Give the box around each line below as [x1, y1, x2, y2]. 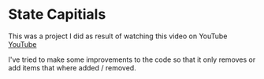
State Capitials [8, 5, 106, 23]
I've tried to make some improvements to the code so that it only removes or [8, 55, 256, 64]
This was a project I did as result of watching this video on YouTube [8, 31, 228, 41]
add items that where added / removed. [8, 63, 136, 72]
